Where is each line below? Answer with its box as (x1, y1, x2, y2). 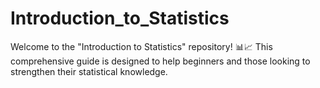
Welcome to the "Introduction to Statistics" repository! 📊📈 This (10, 40, 273, 52)
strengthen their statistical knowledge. (10, 65, 168, 77)
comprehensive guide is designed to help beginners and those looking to (10, 55, 311, 67)
